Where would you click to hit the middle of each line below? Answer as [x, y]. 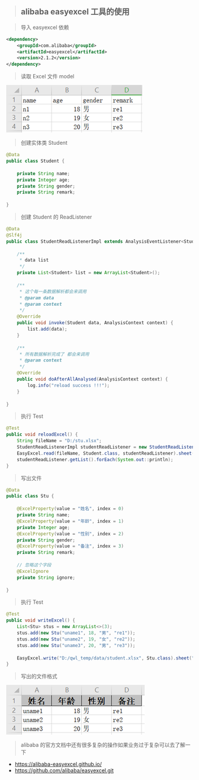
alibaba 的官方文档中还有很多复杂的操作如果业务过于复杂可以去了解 [103, 745]
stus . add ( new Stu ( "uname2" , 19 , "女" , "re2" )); [76, 639]
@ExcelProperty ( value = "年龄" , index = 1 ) [70, 521]
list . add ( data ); [47, 329]
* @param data [37, 298]
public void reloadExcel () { [42, 435]
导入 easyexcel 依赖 [45, 27]
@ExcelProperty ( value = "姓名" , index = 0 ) [70, 509]
